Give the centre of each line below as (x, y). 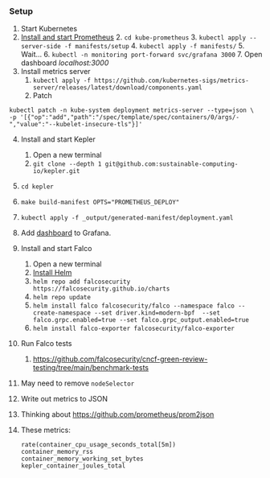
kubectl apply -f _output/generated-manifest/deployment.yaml (127, 218)
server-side (41, 47)
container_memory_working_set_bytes (82, 459)
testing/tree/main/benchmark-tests (91, 368)
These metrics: (45, 430)
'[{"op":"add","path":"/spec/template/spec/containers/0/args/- (130, 117)
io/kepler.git (56, 171)
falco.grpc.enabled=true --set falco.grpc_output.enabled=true (141, 320)
